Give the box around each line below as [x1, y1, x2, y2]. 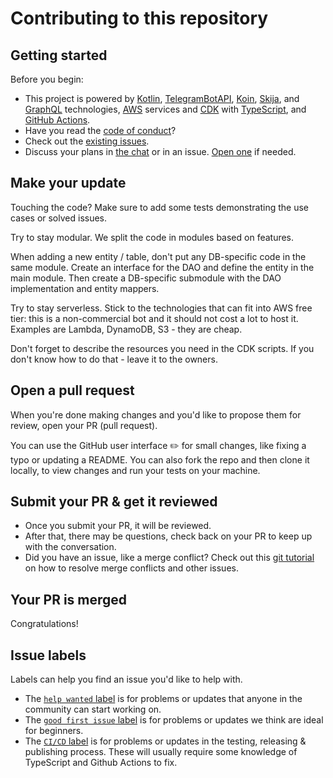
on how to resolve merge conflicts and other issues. [24, 562, 239, 574]
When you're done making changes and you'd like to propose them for [10, 408, 302, 421]
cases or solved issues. [10, 212, 108, 224]
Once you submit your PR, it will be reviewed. [24, 520, 212, 532]
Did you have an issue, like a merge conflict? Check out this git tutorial [24, 552, 315, 564]
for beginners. [24, 725, 84, 737]
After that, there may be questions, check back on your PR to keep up [24, 530, 313, 542]
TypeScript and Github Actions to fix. [24, 757, 178, 769]
